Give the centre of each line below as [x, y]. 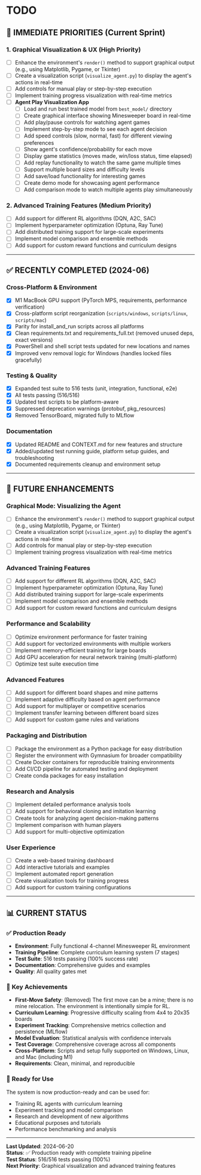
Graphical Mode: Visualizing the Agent [63, 506]
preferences [39, 143]
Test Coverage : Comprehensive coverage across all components [95, 1045]
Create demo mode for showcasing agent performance [92, 182]
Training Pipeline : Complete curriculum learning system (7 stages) [97, 952]
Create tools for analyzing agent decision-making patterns [87, 818]
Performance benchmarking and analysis [66, 1129]
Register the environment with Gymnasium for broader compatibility [98, 755]
